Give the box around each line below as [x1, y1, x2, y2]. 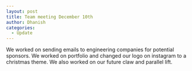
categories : [6, 24, 35, 31]
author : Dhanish [6, 19, 46, 25]
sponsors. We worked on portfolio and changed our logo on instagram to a [6, 52, 187, 59]
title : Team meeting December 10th [6, 14, 93, 20]
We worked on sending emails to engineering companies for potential [6, 46, 174, 53]
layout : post [6, 8, 38, 15]
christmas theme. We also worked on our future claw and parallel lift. [6, 59, 173, 66]
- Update [11, 30, 33, 36]
